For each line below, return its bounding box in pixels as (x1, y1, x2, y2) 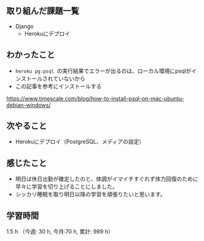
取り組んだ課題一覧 (6, 6, 79, 17)
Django (15, 22, 34, 30)
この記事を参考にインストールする (15, 82, 102, 90)
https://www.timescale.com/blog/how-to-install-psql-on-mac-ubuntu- (6, 95, 184, 102)
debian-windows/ (6, 101, 51, 109)
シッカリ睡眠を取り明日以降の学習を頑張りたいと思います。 (15, 191, 166, 198)
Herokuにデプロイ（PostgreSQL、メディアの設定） (15, 138, 145, 146)
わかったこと (6, 50, 55, 60)
